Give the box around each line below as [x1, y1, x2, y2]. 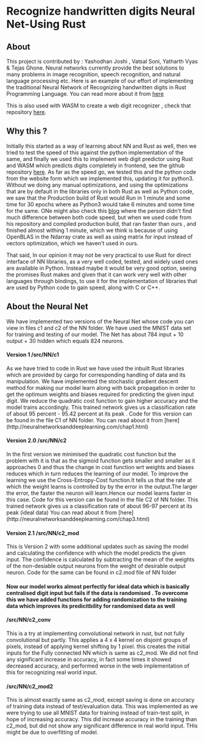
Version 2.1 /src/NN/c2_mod [6, 529, 79, 536]
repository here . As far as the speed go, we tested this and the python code [6, 168, 197, 175]
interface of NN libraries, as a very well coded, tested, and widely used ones [6, 258, 199, 265]
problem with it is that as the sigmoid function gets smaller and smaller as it [6, 457, 195, 464]
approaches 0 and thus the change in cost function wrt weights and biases [6, 464, 194, 471]
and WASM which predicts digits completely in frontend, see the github [6, 162, 185, 169]
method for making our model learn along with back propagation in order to [6, 384, 196, 391]
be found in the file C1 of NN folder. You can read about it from [6, 416, 163, 423]
